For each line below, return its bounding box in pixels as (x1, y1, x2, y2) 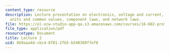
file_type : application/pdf (5, 26, 65, 31)
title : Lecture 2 (5, 36, 42, 41)
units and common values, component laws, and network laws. (10, 17, 142, 22)
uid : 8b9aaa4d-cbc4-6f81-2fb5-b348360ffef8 (5, 40, 99, 45)
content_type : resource (5, 7, 56, 13)
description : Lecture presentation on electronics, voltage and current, (5, 12, 164, 17)
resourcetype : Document (5, 31, 56, 36)
